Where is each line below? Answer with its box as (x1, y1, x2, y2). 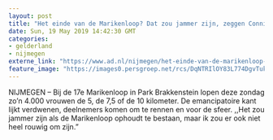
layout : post (8, 11, 53, 20)
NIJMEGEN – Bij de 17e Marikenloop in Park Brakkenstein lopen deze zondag (8, 87, 265, 97)
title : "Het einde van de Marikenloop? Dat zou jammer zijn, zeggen (8, 20, 245, 28)
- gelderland (8, 42, 53, 50)
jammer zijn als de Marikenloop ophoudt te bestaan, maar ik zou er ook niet (8, 113, 261, 123)
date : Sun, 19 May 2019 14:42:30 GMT (8, 27, 136, 35)
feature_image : (8, 65, 60, 73)
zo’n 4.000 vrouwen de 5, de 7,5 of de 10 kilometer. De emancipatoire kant (8, 95, 257, 106)
